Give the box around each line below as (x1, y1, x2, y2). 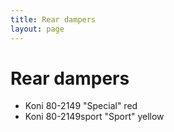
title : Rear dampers (10, 14, 97, 25)
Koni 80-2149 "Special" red (24, 100, 138, 112)
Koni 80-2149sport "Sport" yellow (24, 111, 165, 123)
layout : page (10, 24, 65, 34)
